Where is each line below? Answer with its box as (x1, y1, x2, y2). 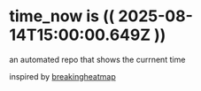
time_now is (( (9, 6, 115, 27)
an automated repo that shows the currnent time (9, 54, 186, 64)
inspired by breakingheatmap (9, 71, 117, 81)
